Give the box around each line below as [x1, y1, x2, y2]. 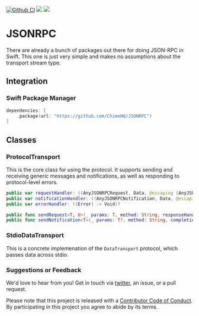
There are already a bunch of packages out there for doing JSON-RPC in [6, 46, 184, 53]
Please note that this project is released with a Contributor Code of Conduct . [6, 296, 193, 304]
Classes [6, 135, 37, 145]
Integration [6, 76, 49, 86]
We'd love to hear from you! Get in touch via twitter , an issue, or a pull [6, 279, 176, 286]
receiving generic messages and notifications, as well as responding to [6, 172, 179, 179]
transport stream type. [6, 59, 61, 66]
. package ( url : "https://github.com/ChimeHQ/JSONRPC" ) [17, 113, 152, 119]
